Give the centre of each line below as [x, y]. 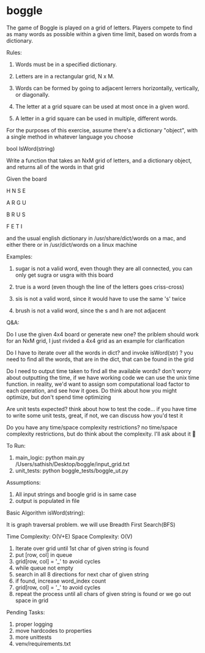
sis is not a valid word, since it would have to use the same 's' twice [100, 298]
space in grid [32, 600]
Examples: [19, 256]
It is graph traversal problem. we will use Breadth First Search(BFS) [91, 524]
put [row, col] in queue [43, 554]
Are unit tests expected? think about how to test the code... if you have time [102, 409]
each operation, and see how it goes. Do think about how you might [92, 390]
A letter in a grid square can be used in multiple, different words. [96, 118]
